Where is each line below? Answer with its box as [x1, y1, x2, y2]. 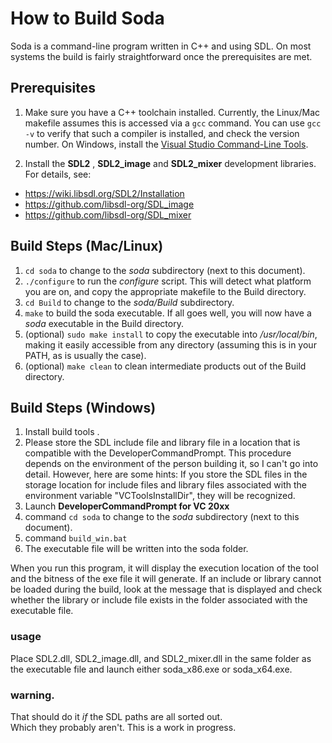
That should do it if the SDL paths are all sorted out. [10, 710, 223, 722]
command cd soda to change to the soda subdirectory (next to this [24, 511, 300, 523]
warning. [10, 688, 55, 702]
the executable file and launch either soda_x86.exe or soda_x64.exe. [10, 663, 293, 675]
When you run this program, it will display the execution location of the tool [10, 562, 319, 574]
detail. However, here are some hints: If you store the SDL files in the [24, 468, 308, 481]
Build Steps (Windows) [10, 399, 157, 416]
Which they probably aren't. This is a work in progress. [10, 721, 237, 733]
